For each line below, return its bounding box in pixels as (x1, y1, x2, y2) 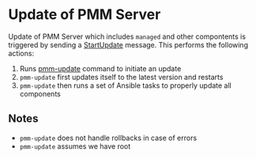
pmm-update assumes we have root (19, 141, 131, 151)
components (19, 89, 61, 98)
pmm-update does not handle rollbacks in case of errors (19, 133, 198, 142)
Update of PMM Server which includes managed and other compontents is (8, 32, 247, 41)
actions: (8, 48, 34, 58)
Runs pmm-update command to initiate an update (19, 63, 182, 73)
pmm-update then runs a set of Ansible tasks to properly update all (19, 81, 232, 90)
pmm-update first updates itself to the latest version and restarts (19, 72, 224, 81)
